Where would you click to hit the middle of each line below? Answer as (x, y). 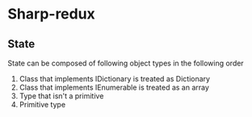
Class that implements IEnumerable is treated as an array (114, 87)
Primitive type (42, 104)
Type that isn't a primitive (61, 96)
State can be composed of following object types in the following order (126, 63)
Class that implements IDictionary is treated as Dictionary (115, 79)
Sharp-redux (52, 14)
